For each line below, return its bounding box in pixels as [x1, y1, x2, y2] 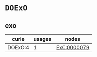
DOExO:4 [7, 44, 30, 51]
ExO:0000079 [56, 44, 90, 51]
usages [33, 36, 52, 42]
